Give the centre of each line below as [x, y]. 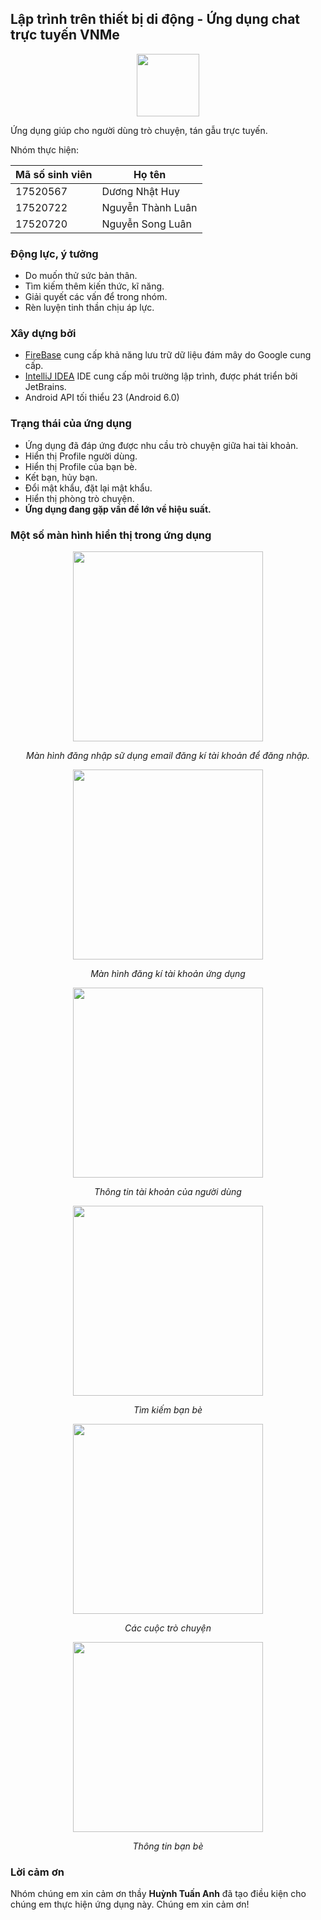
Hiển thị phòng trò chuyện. [79, 498]
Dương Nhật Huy [140, 191]
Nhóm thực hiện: [45, 149]
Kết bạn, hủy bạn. [61, 477]
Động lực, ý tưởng [54, 254]
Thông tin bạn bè [168, 1846]
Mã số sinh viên [54, 174]
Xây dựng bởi [43, 334]
